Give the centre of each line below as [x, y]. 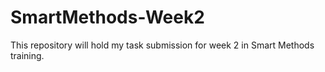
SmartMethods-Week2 [107, 17]
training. [27, 55]
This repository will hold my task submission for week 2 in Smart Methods [162, 45]
